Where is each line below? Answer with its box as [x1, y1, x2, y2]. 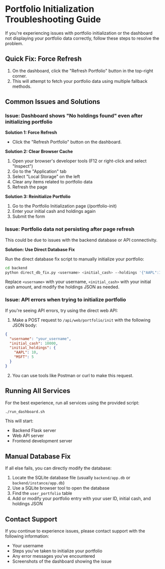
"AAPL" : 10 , [14, 350, 38, 355]
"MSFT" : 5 [14, 355, 34, 360]
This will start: [5, 418, 33, 424]
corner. [12, 73, 27, 79]
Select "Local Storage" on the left [12, 174, 80, 180]
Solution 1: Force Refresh [5, 129, 57, 135]
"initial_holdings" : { [9, 345, 56, 350]
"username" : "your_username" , [9, 336, 71, 341]
